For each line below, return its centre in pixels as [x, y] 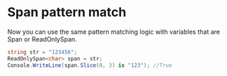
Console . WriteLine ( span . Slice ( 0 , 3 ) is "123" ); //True [90, 65]
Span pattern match [67, 12]
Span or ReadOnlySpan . [42, 39]
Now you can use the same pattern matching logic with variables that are [114, 32]
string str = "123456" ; [42, 52]
